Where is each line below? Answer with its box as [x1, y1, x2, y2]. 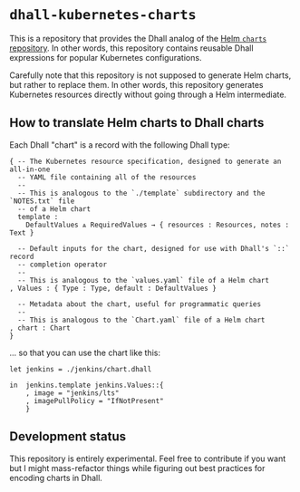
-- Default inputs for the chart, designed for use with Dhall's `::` [17, 244, 290, 253]
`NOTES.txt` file [9, 197, 75, 206]
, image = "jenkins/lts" [25, 388, 120, 398]
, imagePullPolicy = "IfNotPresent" [25, 396, 165, 405]
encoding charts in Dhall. [9, 472, 102, 483]
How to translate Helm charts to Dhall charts [9, 115, 265, 130]
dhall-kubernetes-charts [9, 6, 197, 24]
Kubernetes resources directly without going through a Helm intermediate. [9, 89, 287, 100]
